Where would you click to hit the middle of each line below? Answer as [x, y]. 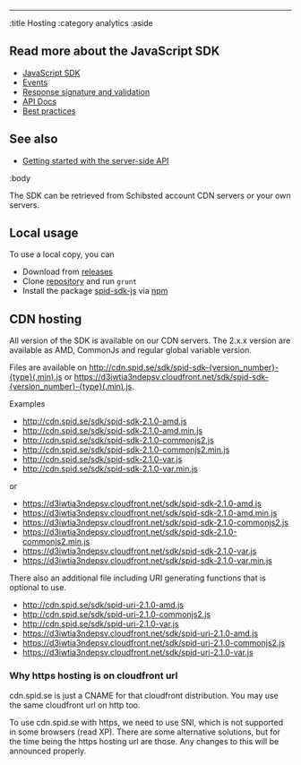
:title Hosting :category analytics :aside [82, 23]
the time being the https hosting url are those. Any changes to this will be [144, 741]
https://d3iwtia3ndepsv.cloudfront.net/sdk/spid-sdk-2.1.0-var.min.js [147, 561]
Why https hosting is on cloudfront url [94, 675]
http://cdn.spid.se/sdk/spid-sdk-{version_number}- [184, 367]
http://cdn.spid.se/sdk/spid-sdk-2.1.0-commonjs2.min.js [126, 450]
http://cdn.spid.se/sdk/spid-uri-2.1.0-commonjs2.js [116, 615]
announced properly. [48, 751]
